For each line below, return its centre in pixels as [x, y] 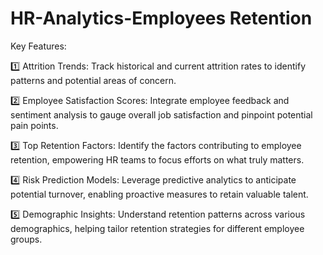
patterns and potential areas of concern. [93, 80]
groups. [26, 239]
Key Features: [38, 46]
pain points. [34, 125]
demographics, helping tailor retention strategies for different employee [157, 228]
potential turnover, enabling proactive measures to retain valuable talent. [159, 194]
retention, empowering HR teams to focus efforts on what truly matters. [157, 159]
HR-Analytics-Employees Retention [161, 18]
